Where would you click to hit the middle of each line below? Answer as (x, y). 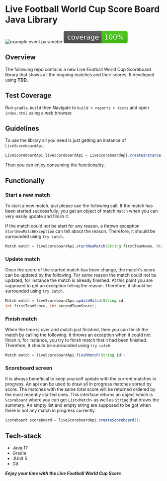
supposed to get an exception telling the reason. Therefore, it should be (79, 286)
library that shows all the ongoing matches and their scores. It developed (80, 74)
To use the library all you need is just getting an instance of (66, 140)
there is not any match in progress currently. (50, 411)
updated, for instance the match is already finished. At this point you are (79, 280)
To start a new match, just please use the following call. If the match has (79, 206)
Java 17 (20, 448)
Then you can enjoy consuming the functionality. (55, 165)
